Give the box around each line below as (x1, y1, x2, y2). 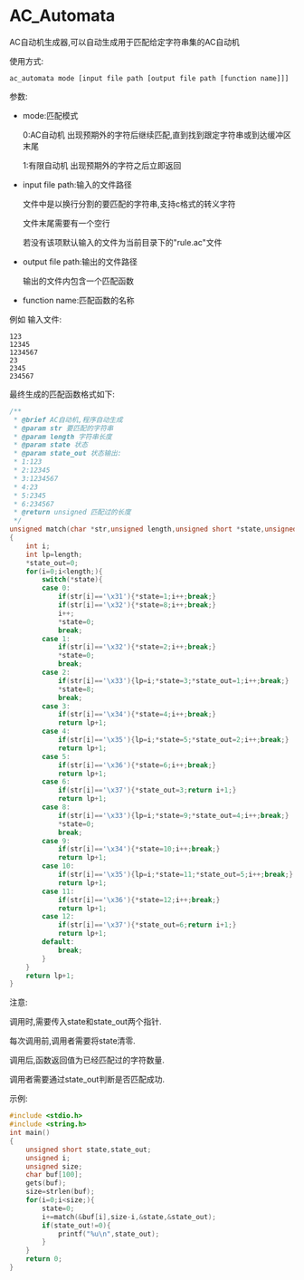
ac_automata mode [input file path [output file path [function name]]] (9, 73, 290, 82)
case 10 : (42, 861, 75, 871)
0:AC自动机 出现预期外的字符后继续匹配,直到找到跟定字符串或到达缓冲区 (22, 129, 292, 140)
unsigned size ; (25, 1161, 83, 1171)
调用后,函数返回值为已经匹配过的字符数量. (9, 1054, 166, 1065)
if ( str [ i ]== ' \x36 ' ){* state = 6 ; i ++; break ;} (57, 760, 217, 770)
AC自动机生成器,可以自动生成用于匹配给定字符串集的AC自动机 (9, 36, 240, 47)
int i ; (25, 541, 51, 551)
